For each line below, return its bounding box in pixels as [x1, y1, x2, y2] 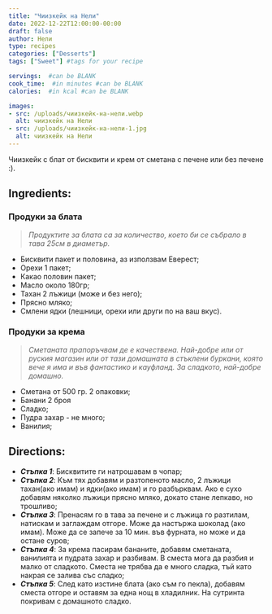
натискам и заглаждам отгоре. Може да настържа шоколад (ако [19, 518, 246, 528]
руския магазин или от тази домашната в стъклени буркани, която [28, 353, 264, 363]
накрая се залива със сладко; [19, 570, 124, 580]
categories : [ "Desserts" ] [8, 50, 96, 58]
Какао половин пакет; [19, 271, 97, 281]
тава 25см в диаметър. [28, 238, 110, 248]
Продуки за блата [8, 211, 83, 222]
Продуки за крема [8, 327, 85, 338]
